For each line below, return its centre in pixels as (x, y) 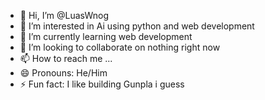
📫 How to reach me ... (66, 58)
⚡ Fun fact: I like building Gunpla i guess (102, 84)
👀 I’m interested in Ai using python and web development (137, 26)
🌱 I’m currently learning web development (106, 36)
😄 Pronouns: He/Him (63, 73)
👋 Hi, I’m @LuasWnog (64, 15)
